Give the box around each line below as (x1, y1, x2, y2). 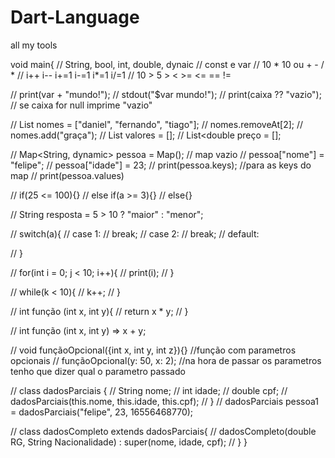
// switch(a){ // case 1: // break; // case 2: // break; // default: (10, 227, 260, 240)
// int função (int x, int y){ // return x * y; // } (10, 305, 189, 317)
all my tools (10, 39, 58, 51)
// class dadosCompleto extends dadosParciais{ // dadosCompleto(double (10, 425, 317, 437)
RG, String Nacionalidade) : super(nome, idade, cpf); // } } (10, 436, 248, 448)
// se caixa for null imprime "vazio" (10, 99, 153, 111)
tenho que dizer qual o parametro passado (10, 365, 186, 377)
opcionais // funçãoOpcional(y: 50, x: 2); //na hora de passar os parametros (10, 354, 322, 366)
